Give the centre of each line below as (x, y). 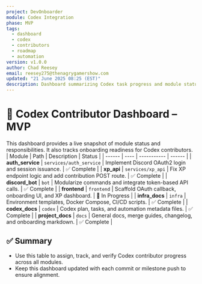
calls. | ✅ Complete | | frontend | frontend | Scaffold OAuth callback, (91, 189)
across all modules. (39, 262)
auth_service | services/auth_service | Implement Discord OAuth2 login (96, 162)
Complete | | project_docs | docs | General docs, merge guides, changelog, (99, 215)
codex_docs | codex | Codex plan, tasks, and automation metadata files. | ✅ (100, 208)
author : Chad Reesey (32, 68)
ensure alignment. (37, 274)
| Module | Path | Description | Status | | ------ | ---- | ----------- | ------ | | (99, 156)
